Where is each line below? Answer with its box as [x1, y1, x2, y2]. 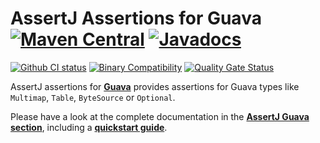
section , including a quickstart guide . [10, 121, 168, 133]
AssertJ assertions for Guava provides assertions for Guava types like [10, 80, 300, 92]
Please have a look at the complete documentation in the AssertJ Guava [10, 110, 310, 122]
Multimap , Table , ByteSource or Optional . [10, 91, 176, 103]
